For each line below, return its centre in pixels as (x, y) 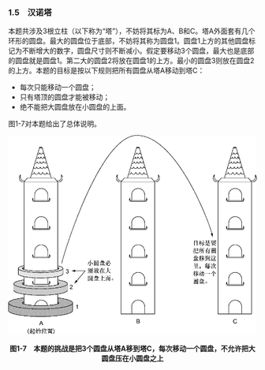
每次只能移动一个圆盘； (58, 88)
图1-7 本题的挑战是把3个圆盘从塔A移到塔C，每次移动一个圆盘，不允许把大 (132, 348)
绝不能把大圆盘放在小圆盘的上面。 (75, 107)
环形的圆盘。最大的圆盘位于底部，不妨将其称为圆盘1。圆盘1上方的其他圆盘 (129, 41)
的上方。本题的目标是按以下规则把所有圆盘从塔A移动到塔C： (106, 71)
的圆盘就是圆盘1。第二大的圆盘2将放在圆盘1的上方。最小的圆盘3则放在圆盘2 (131, 61)
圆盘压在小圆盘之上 (132, 358)
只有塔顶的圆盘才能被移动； (65, 97)
